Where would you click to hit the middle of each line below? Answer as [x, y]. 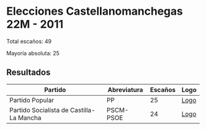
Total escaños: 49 [29, 41]
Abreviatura [125, 90]
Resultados [29, 73]
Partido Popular [32, 100]
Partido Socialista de [39, 110]
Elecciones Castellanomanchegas [95, 11]
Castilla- [83, 110]
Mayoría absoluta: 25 [33, 53]
